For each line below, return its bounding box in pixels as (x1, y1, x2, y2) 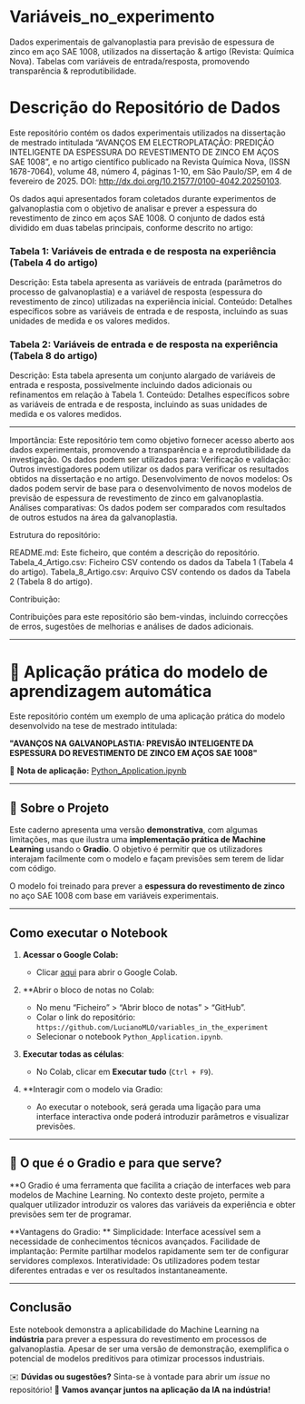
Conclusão (9, 1299, 73, 1315)
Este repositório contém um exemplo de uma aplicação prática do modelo (9, 711, 286, 722)
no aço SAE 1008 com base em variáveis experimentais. (9, 891, 220, 901)
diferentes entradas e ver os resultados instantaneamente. (9, 1265, 229, 1276)
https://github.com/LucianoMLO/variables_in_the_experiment (35, 1023, 269, 1032)
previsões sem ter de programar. (9, 1209, 132, 1220)
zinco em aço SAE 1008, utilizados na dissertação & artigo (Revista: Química (9, 45, 295, 56)
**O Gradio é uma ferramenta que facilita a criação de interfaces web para (9, 1180, 291, 1190)
